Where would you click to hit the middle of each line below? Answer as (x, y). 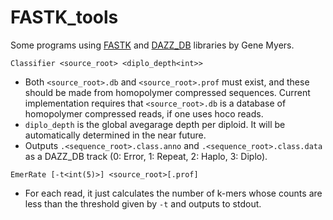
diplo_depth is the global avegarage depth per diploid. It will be (155, 124)
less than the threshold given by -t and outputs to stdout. (143, 203)
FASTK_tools (64, 17)
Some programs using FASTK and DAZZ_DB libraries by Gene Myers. (152, 45)
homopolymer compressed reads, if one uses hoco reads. (144, 113)
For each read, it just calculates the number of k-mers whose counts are (173, 193)
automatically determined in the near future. (115, 135)
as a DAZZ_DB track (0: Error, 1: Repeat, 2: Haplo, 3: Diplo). (146, 156)
